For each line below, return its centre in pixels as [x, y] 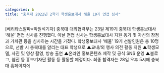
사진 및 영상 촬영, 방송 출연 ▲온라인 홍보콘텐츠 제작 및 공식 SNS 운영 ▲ [81, 53]
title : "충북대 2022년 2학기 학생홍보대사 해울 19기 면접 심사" [63, 14]
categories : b [20, 10]
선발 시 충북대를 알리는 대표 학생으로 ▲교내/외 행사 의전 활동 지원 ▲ [82, 47]
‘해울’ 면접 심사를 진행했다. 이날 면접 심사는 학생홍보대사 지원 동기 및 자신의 [78, 35]
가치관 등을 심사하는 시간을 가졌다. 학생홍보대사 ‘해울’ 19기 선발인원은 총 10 [82, 41]
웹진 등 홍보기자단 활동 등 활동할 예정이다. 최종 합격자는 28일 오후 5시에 [81, 59]
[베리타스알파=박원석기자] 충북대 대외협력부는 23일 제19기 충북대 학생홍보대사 [81, 29]
